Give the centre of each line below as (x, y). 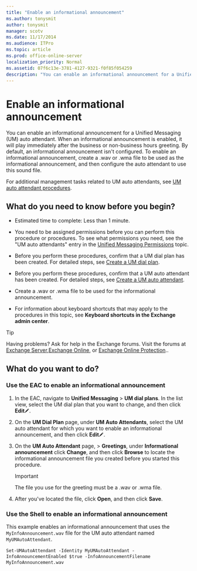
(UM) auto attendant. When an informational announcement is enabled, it (94, 139)
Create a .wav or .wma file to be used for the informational (85, 291)
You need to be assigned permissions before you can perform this (94, 232)
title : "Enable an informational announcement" (65, 12)
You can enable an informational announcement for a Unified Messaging (94, 133)
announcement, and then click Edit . (60, 434)
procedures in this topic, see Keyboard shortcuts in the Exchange (95, 315)
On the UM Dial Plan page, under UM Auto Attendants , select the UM (99, 422)
